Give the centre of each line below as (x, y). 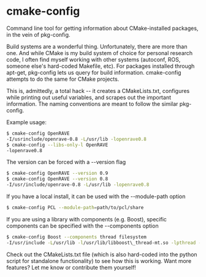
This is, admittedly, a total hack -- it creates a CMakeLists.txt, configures (98, 90)
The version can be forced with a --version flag (66, 162)
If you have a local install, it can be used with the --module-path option (96, 196)
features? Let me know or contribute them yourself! (71, 267)
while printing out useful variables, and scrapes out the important (89, 97)
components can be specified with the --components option (82, 226)
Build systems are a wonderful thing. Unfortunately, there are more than (97, 46)
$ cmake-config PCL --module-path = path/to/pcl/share (75, 208)
